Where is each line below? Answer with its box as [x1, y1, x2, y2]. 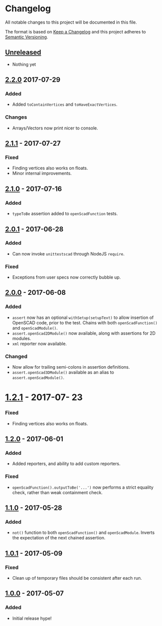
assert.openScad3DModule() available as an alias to [12, 370, 114, 376]
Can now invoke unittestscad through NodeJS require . [12, 250, 125, 256]
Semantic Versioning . [5, 34, 48, 40]
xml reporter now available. [12, 341, 67, 346]
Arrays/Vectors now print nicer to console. [12, 125, 98, 131]
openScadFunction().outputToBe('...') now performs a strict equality [12, 484, 154, 490]
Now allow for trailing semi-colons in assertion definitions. [12, 364, 130, 370]
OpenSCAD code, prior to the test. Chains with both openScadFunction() [12, 319, 158, 325]
